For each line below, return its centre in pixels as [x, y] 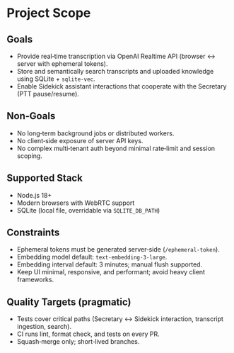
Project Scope [49, 13]
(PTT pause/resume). [48, 94]
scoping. [30, 156]
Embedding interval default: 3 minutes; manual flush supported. [110, 264]
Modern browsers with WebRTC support [76, 203]
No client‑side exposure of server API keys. [80, 140]
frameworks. [35, 280]
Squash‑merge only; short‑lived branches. [78, 342]
